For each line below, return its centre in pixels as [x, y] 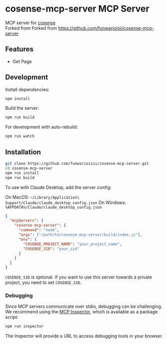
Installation [23, 152]
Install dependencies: [27, 89]
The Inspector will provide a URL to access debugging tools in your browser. [84, 336]
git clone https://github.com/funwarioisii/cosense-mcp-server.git [77, 164]
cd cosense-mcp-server [29, 168]
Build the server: [22, 108]
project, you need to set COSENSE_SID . [43, 282]
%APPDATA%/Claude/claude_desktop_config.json [53, 207]
